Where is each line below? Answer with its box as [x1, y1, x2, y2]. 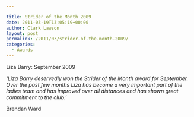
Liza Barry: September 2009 [6, 63, 76, 70]
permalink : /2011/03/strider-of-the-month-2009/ [6, 36, 129, 42]
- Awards [11, 47, 33, 53]
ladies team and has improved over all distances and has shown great [6, 87, 179, 94]
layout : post [6, 30, 39, 36]
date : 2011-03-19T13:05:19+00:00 [6, 19, 89, 26]
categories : [6, 42, 36, 48]
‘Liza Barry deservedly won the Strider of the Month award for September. [6, 75, 189, 82]
